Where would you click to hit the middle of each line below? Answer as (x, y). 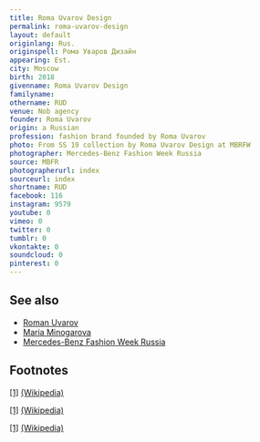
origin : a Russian (44, 128)
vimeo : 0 (26, 221)
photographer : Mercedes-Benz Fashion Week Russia (106, 153)
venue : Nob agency (44, 111)
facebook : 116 (36, 196)
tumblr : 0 (28, 238)
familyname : (32, 94)
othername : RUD (38, 103)
